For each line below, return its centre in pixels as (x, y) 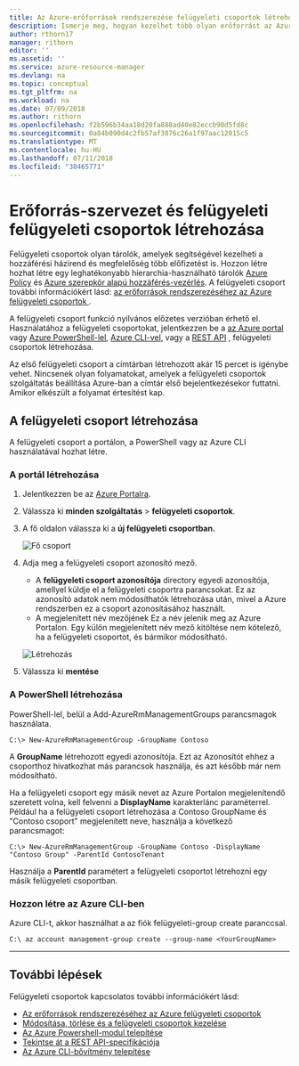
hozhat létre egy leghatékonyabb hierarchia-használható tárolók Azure (139, 273)
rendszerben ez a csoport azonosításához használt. (130, 609)
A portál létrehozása (54, 475)
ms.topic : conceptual (49, 84)
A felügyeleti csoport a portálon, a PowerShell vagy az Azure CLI (128, 443)
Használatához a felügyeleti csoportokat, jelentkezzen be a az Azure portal (146, 328)
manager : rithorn (41, 42)
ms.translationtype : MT (53, 142)
